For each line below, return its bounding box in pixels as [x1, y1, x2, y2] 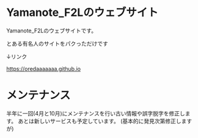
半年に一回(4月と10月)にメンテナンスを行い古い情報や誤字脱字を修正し [6, 109, 185, 117]
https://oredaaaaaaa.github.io [6, 65, 81, 72]
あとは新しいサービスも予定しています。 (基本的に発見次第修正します [18, 117, 193, 125]
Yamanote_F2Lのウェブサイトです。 [6, 27, 97, 34]
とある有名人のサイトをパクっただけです [6, 40, 108, 47]
